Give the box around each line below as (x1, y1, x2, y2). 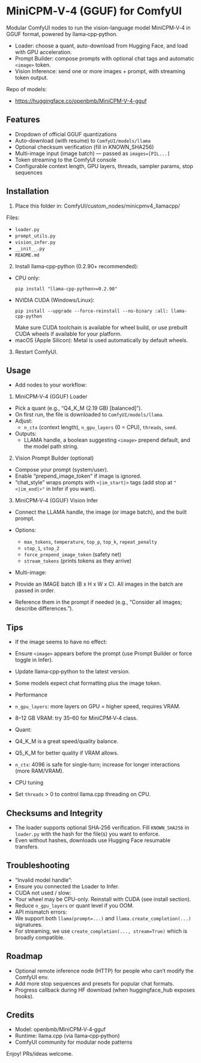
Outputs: (14, 430, 37, 438)
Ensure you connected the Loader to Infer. (14, 882, 120, 890)
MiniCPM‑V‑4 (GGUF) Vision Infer (14, 497, 98, 504)
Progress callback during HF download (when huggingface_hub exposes (14, 986, 195, 993)
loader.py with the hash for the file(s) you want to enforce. (14, 830, 160, 837)
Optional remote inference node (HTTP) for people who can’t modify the (14, 967, 194, 974)
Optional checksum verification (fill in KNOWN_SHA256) (14, 143, 154, 151)
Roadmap (6, 951, 43, 962)
